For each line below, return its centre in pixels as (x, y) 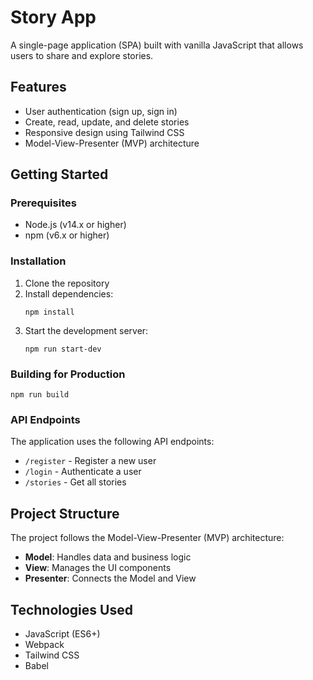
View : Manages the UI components (98, 568)
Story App (53, 17)
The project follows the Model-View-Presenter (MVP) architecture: (147, 538)
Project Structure (65, 513)
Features (38, 87)
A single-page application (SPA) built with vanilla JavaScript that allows (157, 45)
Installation (38, 261)
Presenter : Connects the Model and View (110, 578)
